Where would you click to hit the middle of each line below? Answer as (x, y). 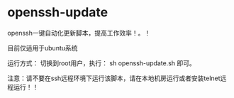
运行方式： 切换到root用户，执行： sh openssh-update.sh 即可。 (102, 63)
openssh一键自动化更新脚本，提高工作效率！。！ (79, 33)
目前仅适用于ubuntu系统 (43, 48)
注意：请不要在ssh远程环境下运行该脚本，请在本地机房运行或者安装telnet (114, 78)
